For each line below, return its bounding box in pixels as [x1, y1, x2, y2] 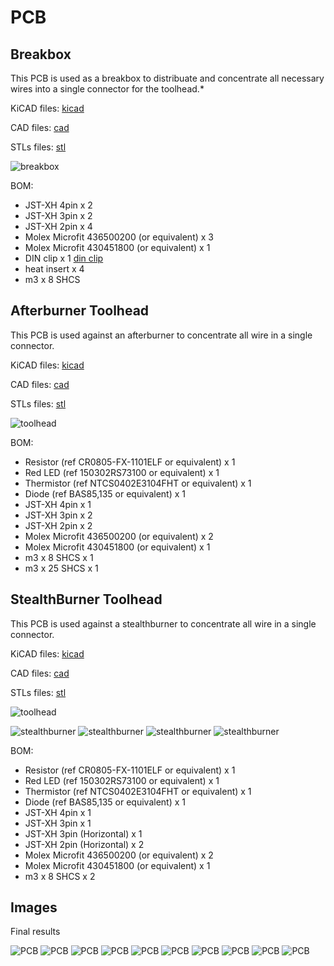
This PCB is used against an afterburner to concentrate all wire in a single [10, 329, 313, 341]
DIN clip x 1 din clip [24, 252, 104, 264]
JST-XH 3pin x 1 [24, 817, 92, 829]
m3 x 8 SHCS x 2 [24, 870, 96, 882]
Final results [10, 926, 61, 938]
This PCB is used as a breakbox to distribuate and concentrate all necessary [10, 72, 325, 84]
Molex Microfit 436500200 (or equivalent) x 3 [24, 231, 214, 243]
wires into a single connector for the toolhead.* [10, 83, 205, 95]
